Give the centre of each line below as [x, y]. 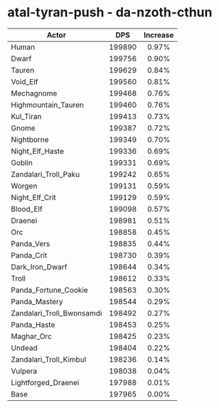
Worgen [24, 186]
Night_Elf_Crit [34, 197]
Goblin [22, 162]
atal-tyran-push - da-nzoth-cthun [110, 12]
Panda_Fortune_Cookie [49, 290]
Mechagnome [34, 93]
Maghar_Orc [31, 336]
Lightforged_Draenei [45, 382]
